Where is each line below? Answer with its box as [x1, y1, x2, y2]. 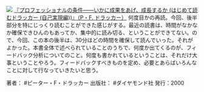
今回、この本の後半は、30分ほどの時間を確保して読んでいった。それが [16, 37, 193, 43]
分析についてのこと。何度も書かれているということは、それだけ [32, 52, 192, 58]
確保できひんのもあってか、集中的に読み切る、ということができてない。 [11, 29, 192, 36]
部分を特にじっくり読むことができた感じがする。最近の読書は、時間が [6, 22, 182, 28]
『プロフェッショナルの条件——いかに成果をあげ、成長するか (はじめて [13, 7, 192, 13]
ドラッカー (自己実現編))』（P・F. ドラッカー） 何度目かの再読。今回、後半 [11, 14, 197, 21]
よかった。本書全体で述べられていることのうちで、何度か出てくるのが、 [6, 44, 186, 51]
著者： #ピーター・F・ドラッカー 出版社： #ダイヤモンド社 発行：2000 [6, 79, 185, 87]
